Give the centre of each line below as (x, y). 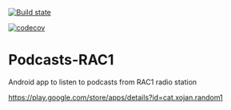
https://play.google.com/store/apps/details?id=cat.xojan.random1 (116, 97)
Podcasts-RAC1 (61, 60)
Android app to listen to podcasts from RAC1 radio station (103, 82)
